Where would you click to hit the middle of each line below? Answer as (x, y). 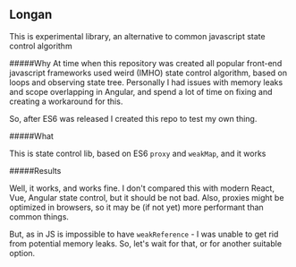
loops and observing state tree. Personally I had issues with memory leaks (146, 82)
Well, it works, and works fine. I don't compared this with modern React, (142, 188)
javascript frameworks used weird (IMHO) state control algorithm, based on (148, 73)
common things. (39, 216)
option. (22, 253)
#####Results (35, 170)
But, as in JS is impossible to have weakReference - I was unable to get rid (144, 234)
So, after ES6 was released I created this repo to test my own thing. (133, 118)
